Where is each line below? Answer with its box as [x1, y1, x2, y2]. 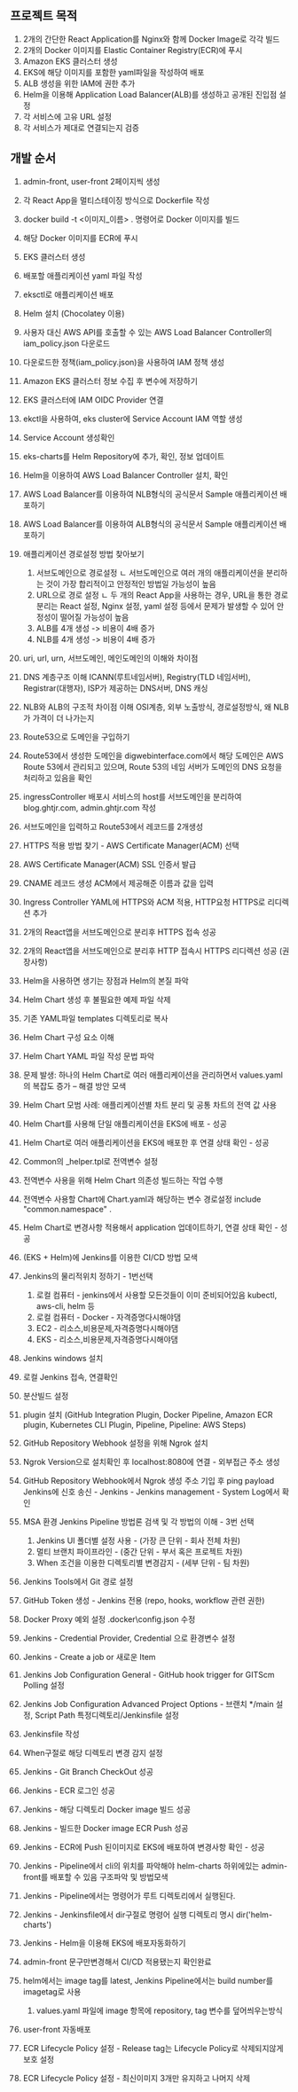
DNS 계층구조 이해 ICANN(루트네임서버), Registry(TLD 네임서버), [22, 671, 251, 682]
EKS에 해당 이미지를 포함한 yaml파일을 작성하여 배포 [22, 67, 205, 77]
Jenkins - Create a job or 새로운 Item [22, 1651, 156, 1662]
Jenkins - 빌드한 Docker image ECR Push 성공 [22, 1822, 189, 1833]
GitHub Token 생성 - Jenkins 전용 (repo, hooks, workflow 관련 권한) [22, 1594, 265, 1605]
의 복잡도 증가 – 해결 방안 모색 [22, 1080, 127, 1091]
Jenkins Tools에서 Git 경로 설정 [22, 1576, 134, 1587]
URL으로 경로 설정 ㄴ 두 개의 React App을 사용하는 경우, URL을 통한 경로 [35, 589, 289, 600]
